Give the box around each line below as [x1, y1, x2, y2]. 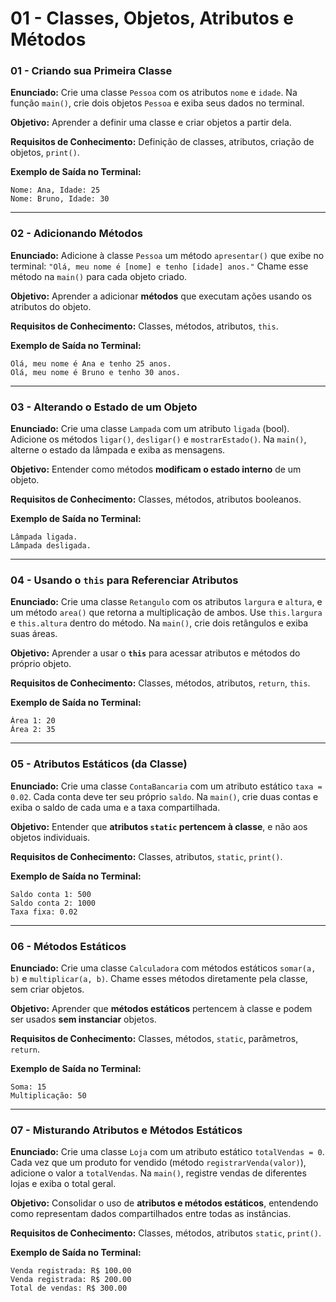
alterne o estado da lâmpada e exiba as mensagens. [10, 444, 226, 456]
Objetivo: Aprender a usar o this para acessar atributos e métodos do [10, 647, 301, 659]
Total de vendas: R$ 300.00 [10, 1283, 128, 1294]
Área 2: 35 [10, 725, 56, 735]
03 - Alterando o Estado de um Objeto [10, 400, 198, 414]
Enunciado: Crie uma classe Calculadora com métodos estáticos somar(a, [10, 962, 317, 974]
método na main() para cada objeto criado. [10, 270, 188, 282]
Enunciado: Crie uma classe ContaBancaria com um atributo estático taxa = [10, 780, 323, 792]
